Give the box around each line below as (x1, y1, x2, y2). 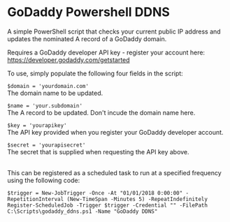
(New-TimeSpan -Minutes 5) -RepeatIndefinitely (66, 195, 208, 202)
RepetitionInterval (7, 195, 64, 202)
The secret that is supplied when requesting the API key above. (7, 147, 190, 156)
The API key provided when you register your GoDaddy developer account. (7, 128, 224, 136)
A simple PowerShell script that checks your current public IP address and (7, 27, 222, 36)
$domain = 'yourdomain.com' (7, 82, 89, 89)
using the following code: (7, 176, 80, 184)
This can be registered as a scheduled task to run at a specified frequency (7, 168, 222, 177)
